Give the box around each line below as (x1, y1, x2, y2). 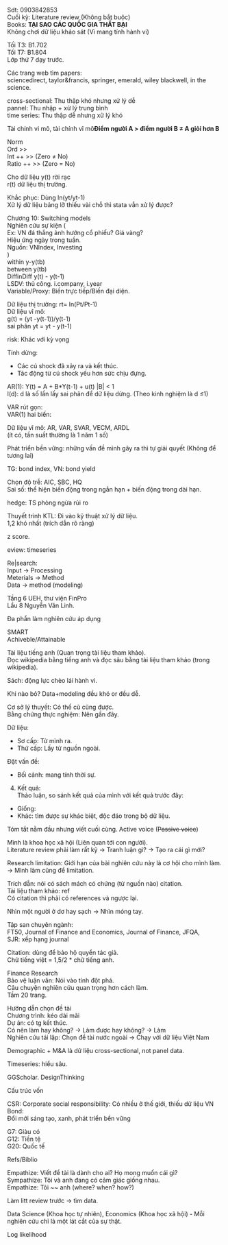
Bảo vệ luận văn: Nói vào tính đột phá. (7, 976, 114, 984)
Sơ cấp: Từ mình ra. (16, 737, 73, 745)
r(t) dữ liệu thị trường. (7, 180, 67, 188)
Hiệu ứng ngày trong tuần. (7, 236, 81, 244)
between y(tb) (7, 265, 47, 273)
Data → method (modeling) (7, 581, 84, 589)
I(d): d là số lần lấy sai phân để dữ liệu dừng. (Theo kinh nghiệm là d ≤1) (7, 390, 209, 398)
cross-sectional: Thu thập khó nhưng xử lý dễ (7, 97, 136, 105)
